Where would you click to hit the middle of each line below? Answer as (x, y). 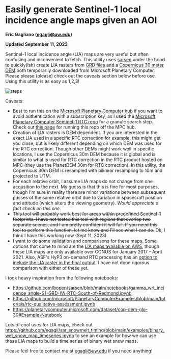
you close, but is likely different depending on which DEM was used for (87, 143)
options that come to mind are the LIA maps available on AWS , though (86, 246)
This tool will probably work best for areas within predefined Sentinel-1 (87, 214)
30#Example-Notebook (37, 315)
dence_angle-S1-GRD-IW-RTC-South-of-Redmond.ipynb (72, 293)
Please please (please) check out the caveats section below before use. (81, 75)
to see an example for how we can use (116, 336)
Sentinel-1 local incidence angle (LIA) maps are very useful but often (77, 54)
